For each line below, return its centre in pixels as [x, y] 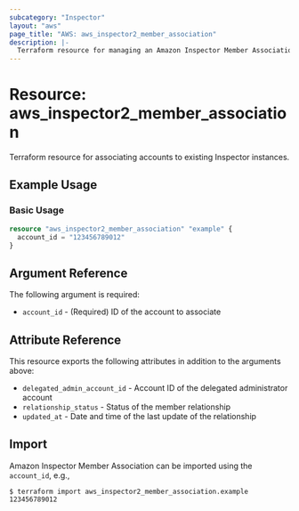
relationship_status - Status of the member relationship [126, 407]
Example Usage [53, 185]
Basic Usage [37, 210]
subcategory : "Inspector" [57, 17]
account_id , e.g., [40, 475]
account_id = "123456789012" [71, 237]
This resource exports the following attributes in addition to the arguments [145, 361]
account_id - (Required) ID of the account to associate [121, 312]
